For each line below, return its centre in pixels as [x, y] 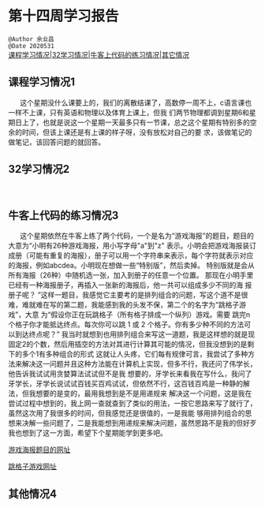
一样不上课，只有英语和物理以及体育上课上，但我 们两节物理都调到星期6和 [129, 112]
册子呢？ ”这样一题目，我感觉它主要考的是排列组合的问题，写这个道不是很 [128, 295]
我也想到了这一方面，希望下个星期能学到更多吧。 [88, 433]
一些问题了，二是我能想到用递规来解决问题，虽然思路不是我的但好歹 [146, 423]
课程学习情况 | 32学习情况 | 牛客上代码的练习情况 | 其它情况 [99, 54]
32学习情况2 [39, 169]
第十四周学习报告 [64, 16]
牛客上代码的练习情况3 [63, 215]
